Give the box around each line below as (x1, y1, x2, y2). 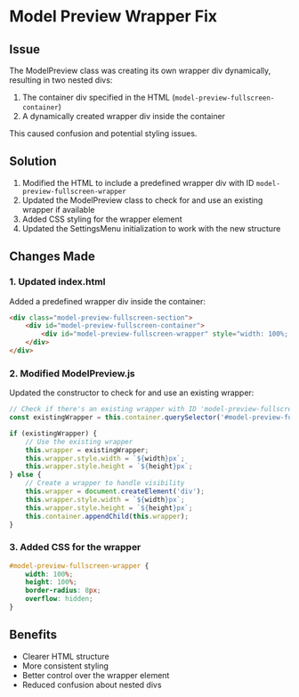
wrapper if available (21, 204, 95, 215)
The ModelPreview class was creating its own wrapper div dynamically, (9, 65, 271, 76)
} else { (9, 470, 42, 480)
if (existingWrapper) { (9, 429, 98, 438)
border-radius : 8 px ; (25, 586, 101, 596)
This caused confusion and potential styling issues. (9, 128, 198, 139)
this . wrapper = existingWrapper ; (25, 445, 149, 455)
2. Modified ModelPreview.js (9, 367, 135, 379)
